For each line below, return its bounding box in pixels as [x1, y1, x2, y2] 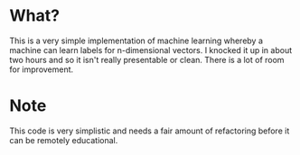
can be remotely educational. [9, 134, 118, 145]
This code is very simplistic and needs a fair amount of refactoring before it [9, 125, 290, 136]
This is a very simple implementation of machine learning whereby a [9, 35, 264, 46]
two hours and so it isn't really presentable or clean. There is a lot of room [9, 54, 285, 65]
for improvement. [9, 64, 74, 75]
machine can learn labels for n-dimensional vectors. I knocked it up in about [9, 44, 292, 55]
